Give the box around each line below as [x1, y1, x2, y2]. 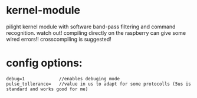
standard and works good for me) [6, 86, 88, 92]
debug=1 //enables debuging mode [6, 76, 120, 81]
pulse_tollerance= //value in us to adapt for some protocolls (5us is [6, 81, 192, 87]
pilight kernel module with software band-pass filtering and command [6, 23, 176, 30]
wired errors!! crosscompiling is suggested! [6, 35, 112, 43]
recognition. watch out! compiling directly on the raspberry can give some [6, 29, 186, 36]
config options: [6, 57, 83, 70]
